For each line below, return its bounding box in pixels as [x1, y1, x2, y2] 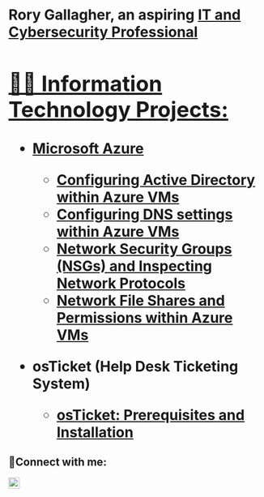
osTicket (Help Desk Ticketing [32, 357, 239, 375]
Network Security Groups [56, 239, 232, 258]
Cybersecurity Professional [8, 23, 198, 41]
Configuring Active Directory [56, 170, 256, 189]
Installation [56, 423, 134, 441]
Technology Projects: [8, 96, 229, 122]
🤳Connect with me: [8, 456, 107, 469]
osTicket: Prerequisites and [56, 405, 245, 424]
